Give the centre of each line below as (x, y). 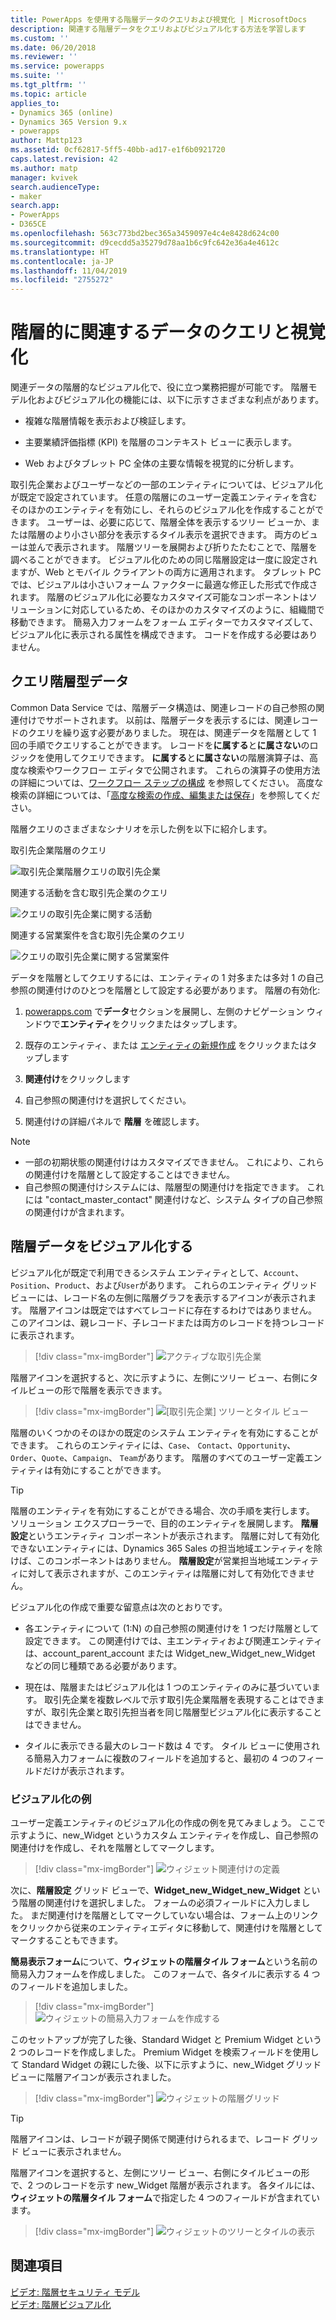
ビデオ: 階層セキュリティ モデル (75, 2292)
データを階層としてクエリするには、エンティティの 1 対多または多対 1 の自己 (167, 977)
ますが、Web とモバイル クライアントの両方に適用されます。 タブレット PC (166, 572)
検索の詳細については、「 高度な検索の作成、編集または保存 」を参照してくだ (165, 795)
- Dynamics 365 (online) (62, 112)
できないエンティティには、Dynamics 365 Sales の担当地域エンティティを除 (166, 1548)
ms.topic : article (48, 94)
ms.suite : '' (37, 76)
